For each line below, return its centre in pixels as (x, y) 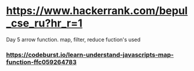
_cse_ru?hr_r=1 (44, 23)
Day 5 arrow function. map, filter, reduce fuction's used (73, 39)
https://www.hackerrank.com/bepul (97, 11)
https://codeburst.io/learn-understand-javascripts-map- (90, 55)
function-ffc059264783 (41, 62)
